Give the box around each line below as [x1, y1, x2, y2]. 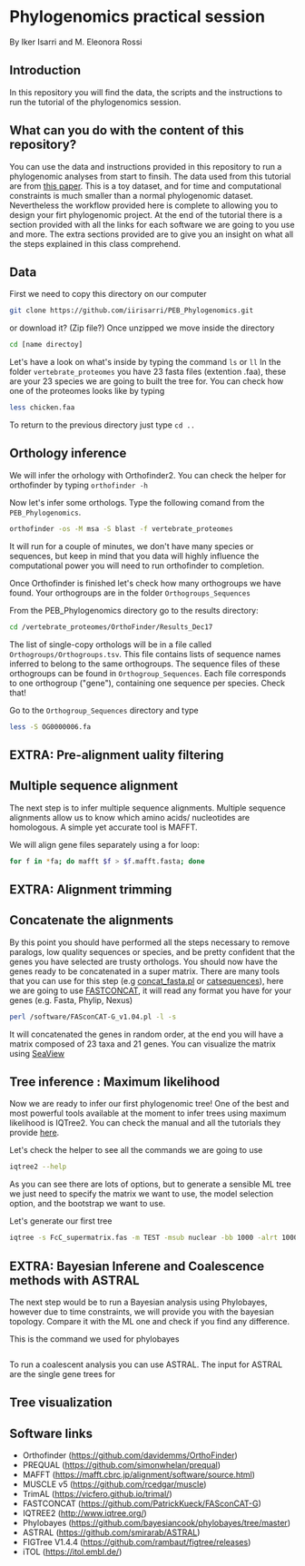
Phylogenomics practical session [9, 6, 266, 27]
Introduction [9, 63, 82, 78]
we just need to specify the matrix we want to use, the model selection [9, 1188, 274, 1199]
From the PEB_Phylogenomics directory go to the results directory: [9, 605, 259, 616]
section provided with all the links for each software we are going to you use [9, 219, 295, 230]
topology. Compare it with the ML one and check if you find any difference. [9, 1315, 290, 1326]
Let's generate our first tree [9, 1216, 113, 1226]
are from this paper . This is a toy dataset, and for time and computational [9, 180, 281, 192]
